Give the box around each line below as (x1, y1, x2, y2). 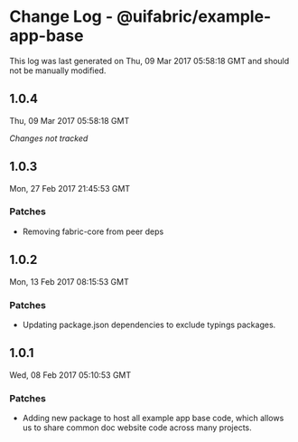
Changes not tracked (9, 133, 88, 144)
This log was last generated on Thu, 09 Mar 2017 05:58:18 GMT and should (9, 55, 290, 66)
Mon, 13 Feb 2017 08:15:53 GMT (9, 276, 129, 287)
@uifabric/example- (116, 6, 272, 27)
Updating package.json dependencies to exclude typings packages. (22, 319, 276, 330)
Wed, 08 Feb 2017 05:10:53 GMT (9, 369, 132, 381)
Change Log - (9, 6, 114, 27)
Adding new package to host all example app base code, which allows (22, 413, 284, 424)
